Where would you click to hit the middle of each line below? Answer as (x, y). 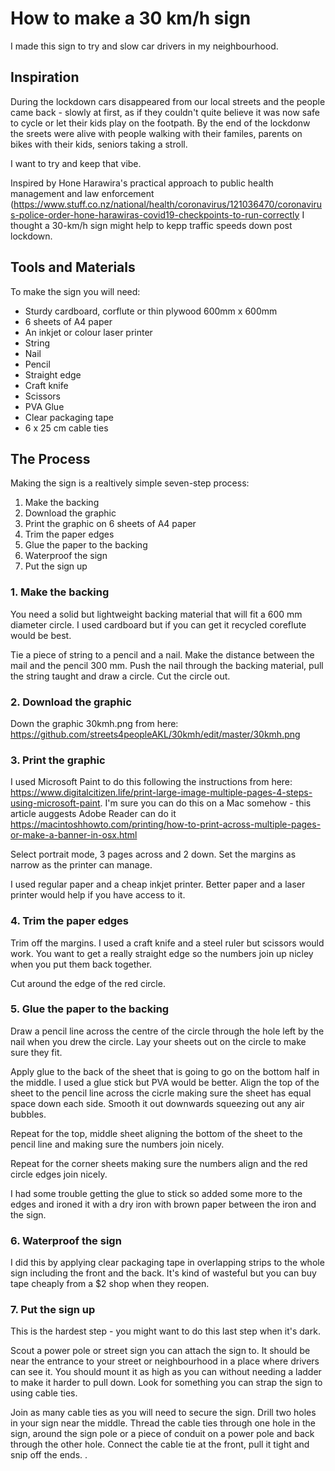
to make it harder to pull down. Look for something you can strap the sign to (166, 1383)
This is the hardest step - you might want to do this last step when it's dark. (165, 1331)
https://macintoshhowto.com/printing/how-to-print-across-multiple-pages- (166, 824)
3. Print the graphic (58, 760)
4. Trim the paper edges (70, 921)
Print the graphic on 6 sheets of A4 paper (110, 524)
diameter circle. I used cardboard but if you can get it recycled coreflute (158, 624)
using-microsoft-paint (55, 803)
